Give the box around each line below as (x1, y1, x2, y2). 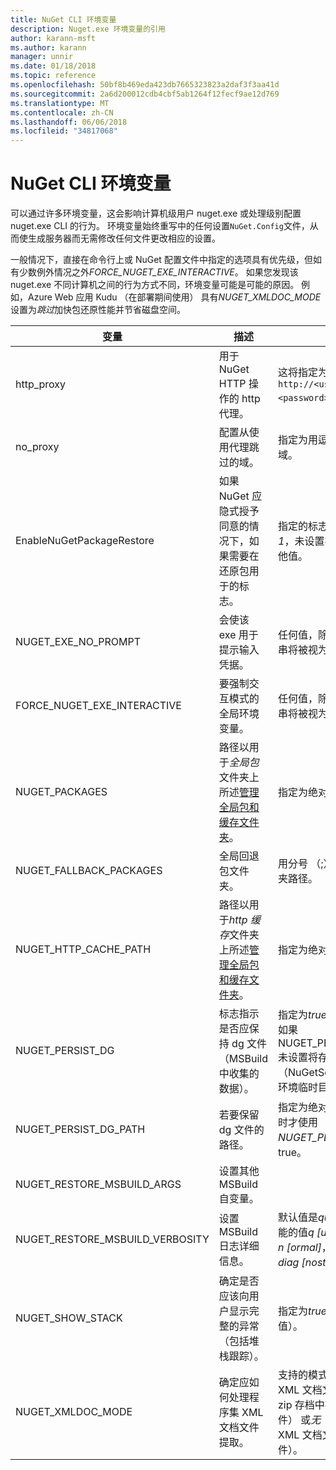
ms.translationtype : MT (10, 98, 110, 108)
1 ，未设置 (278, 534, 325, 548)
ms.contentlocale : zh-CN (10, 107, 114, 118)
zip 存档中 (278, 1398, 325, 1412)
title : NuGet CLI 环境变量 (10, 14, 117, 25)
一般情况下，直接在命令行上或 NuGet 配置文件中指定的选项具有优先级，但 (10, 254, 313, 266)
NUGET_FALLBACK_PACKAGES (15, 864, 163, 878)
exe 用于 (218, 628, 259, 642)
